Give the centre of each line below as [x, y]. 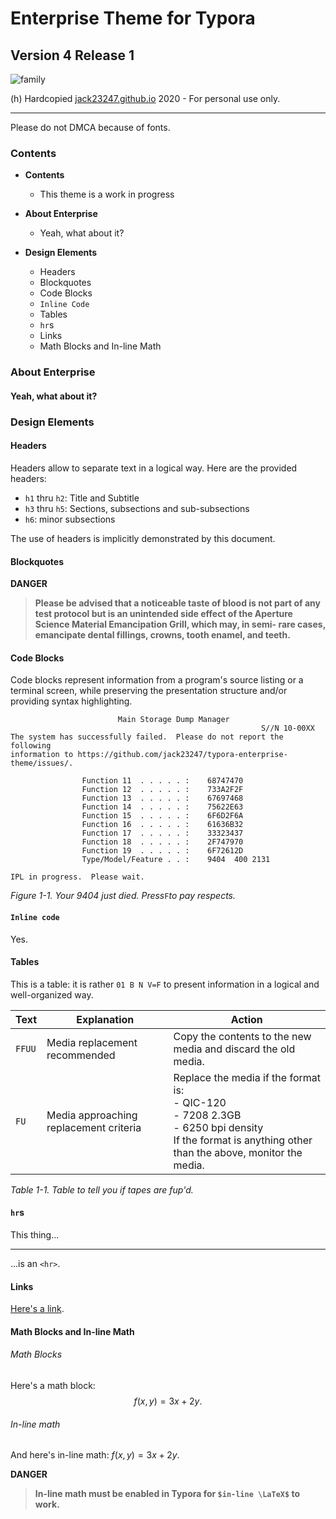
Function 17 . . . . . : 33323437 [162, 833]
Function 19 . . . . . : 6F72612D [162, 851]
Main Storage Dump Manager [173, 720]
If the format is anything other [243, 1140]
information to [42, 755]
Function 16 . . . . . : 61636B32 [162, 825]
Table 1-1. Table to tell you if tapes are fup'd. [102, 1189]
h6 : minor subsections [70, 519]
